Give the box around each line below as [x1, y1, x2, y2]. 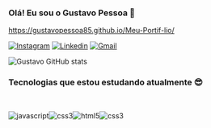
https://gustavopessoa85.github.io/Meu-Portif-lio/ [8, 26, 175, 35]
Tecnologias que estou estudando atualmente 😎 [8, 76, 204, 88]
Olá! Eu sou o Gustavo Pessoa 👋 [8, 7, 136, 19]
